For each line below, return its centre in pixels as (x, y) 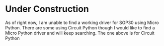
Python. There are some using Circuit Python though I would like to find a (80, 27)
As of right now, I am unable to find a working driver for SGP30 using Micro (82, 23)
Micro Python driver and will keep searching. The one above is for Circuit (80, 33)
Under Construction (47, 9)
